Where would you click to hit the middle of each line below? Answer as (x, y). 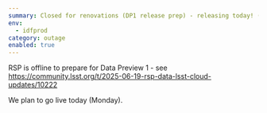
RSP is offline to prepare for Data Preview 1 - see (88, 68)
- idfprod (31, 30)
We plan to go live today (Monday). (66, 100)
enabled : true (32, 45)
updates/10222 (33, 85)
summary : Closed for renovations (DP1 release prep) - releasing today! (131, 16)
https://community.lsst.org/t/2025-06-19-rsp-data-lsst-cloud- (110, 76)
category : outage (37, 38)
